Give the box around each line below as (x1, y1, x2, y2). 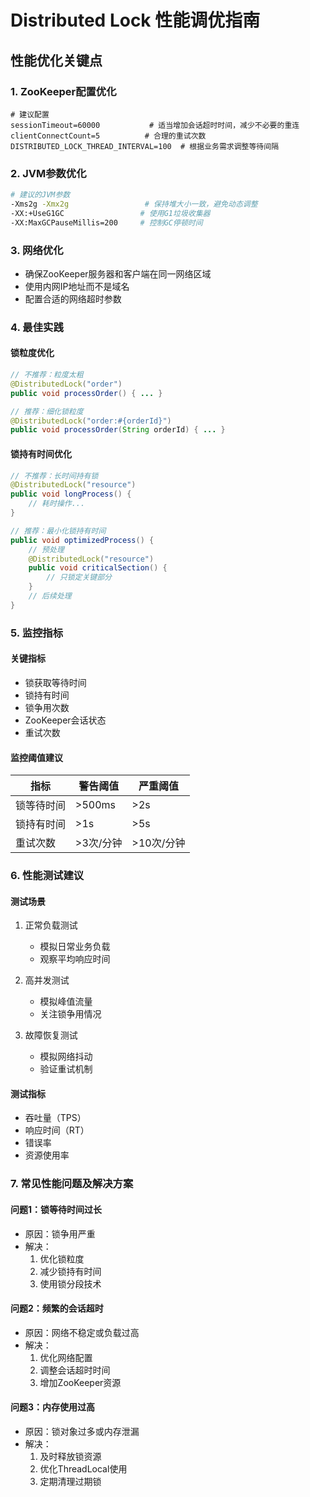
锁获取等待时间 (24, 676, 87, 688)
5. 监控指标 (10, 626, 64, 640)
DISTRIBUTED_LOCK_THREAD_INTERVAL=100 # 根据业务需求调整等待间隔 (10, 141, 280, 151)
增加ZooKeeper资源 (39, 1376, 122, 1388)
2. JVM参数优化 (10, 166, 87, 180)
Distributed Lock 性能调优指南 (10, 9, 261, 32)
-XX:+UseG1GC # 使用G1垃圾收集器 (10, 208, 211, 218)
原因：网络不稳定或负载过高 (24, 1326, 140, 1338)
